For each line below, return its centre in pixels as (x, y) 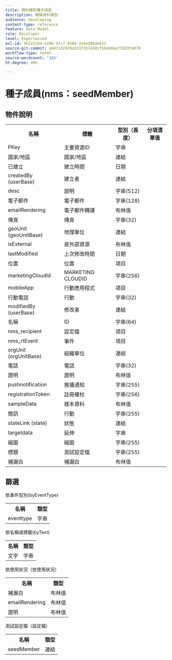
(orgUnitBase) (25, 356)
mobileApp (21, 288)
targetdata (20, 433)
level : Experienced (26, 39)
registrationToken (29, 394)
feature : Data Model (27, 29)
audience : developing (28, 20)
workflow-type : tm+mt (28, 53)
